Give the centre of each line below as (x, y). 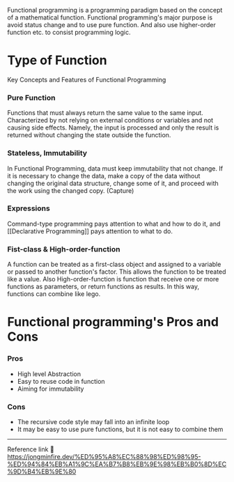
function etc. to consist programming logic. (69, 32)
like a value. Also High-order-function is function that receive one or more (113, 279)
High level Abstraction (49, 374)
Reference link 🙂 (31, 449)
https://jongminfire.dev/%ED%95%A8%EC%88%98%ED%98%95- (104, 456)
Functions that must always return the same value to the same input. (105, 113)
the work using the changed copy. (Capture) (71, 190)
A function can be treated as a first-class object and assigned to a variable (114, 265)
